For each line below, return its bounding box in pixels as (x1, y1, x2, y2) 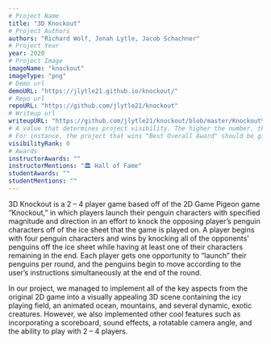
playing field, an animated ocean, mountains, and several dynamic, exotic (8, 300, 252, 310)
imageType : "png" (8, 72, 67, 80)
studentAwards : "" (8, 170, 70, 178)
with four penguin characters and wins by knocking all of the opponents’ (8, 233, 249, 243)
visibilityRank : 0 (8, 139, 70, 148)
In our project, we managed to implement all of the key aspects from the (8, 283, 248, 293)
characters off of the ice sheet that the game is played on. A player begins (8, 224, 255, 234)
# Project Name (8, 11, 60, 20)
